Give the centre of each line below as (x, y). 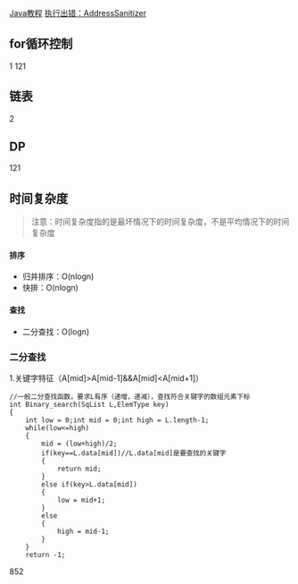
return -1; (46, 554)
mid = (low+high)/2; (79, 444)
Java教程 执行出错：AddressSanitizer (78, 13)
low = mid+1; (81, 500)
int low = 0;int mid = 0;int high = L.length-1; (117, 420)
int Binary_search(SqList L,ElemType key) (89, 404)
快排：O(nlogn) (50, 288)
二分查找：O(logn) (56, 331)
